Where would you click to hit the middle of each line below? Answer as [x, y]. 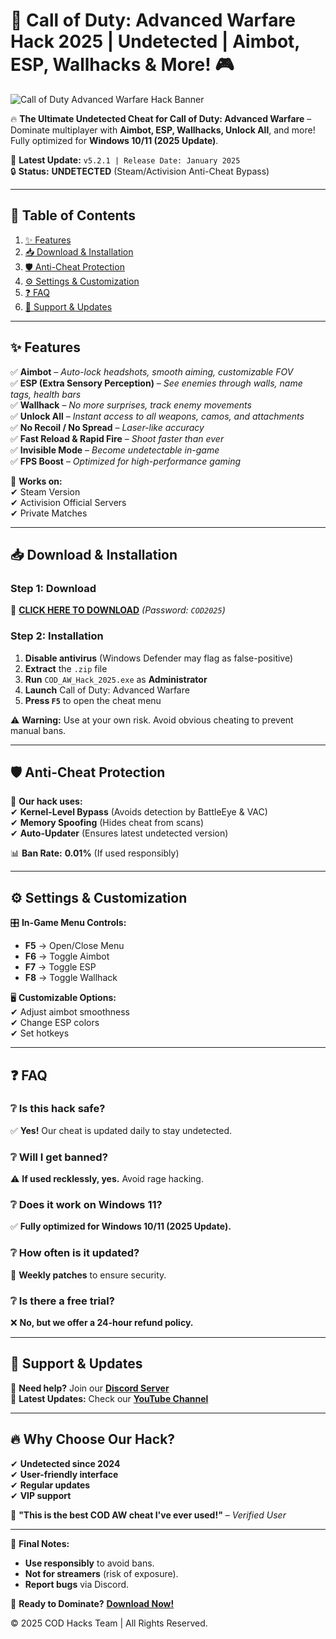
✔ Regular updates [50, 1485]
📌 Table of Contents [73, 215]
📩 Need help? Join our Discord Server [90, 1388]
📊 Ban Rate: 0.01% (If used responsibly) [95, 853]
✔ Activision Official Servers [68, 502]
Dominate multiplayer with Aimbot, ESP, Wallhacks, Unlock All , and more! [163, 130]
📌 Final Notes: [40, 1543]
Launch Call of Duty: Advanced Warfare [107, 690]
